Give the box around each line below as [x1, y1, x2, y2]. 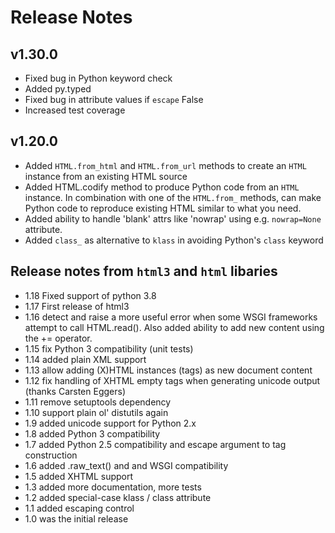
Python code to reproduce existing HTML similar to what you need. [24, 202, 302, 214]
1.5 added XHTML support [24, 470, 134, 482]
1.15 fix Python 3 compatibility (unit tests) [24, 342, 194, 355]
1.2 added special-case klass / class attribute [24, 491, 212, 503]
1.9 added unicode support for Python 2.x [24, 417, 197, 429]
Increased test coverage [24, 104, 126, 116]
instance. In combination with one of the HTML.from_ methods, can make [24, 191, 322, 203]
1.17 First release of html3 [24, 300, 130, 312]
